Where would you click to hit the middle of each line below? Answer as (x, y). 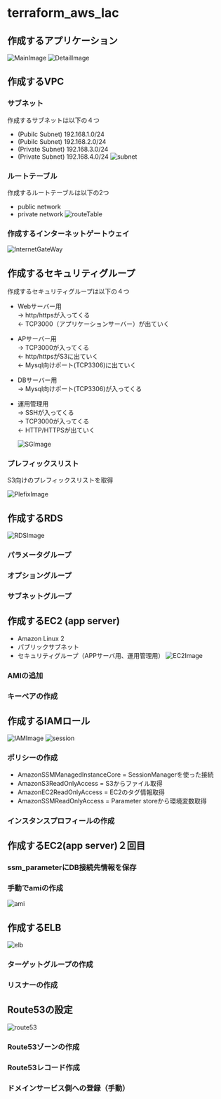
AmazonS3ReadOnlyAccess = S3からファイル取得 (90, 783)
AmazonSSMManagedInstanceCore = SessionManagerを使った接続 (115, 775)
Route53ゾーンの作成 (43, 1046)
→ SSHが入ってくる (46, 413)
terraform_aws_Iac (63, 13)
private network (40, 214)
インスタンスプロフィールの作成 (61, 821)
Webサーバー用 (39, 306)
